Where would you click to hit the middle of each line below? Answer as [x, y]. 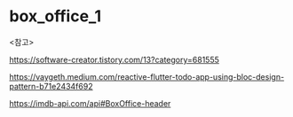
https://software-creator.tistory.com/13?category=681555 [114, 59]
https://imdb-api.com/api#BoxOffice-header [90, 103]
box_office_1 [55, 16]
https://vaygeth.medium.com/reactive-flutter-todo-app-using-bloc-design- [147, 76]
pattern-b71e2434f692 [51, 86]
